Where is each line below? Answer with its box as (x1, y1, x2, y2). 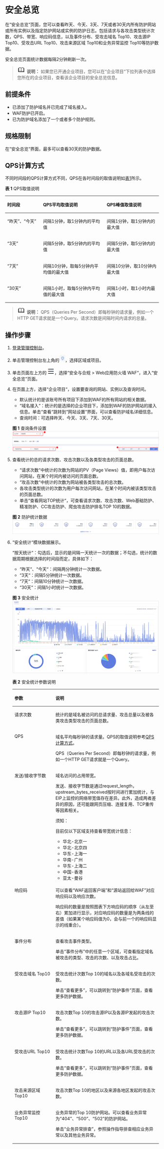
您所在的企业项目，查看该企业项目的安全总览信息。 (17, 74, 120, 81)
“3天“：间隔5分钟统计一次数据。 (19, 572, 84, 578)
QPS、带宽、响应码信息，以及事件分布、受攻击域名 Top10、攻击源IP (13, 34, 151, 40)
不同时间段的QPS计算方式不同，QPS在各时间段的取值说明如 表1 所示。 (5, 175, 144, 181)
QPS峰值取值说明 (106, 202, 142, 207)
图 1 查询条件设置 (12, 425, 47, 431)
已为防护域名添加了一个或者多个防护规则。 (12, 116, 98, 122)
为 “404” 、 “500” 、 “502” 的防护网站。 (55, 1116, 131, 1122)
